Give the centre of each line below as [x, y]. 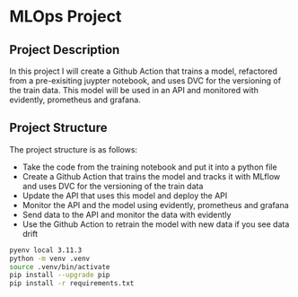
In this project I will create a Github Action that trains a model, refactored [144, 71]
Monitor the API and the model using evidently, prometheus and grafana [155, 205]
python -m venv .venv [50, 258]
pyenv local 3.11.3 [46, 250]
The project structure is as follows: [73, 149]
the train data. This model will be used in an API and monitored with [134, 90]
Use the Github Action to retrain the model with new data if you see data [156, 224]
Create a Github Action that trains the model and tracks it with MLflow [151, 176]
